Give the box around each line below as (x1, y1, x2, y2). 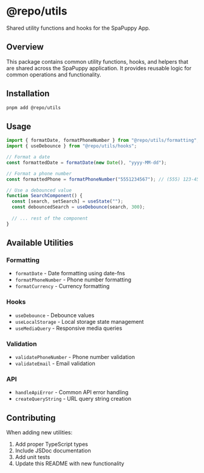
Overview (6, 42, 44, 52)
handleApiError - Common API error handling (15, 389, 129, 396)
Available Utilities (6, 238, 74, 248)
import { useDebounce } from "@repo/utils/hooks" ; (6, 143, 137, 149)
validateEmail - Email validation (15, 360, 95, 367)
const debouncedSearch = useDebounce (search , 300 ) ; (12, 204, 146, 210)
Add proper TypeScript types (15, 441, 88, 448)
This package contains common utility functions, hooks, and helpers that (6, 58, 189, 65)
